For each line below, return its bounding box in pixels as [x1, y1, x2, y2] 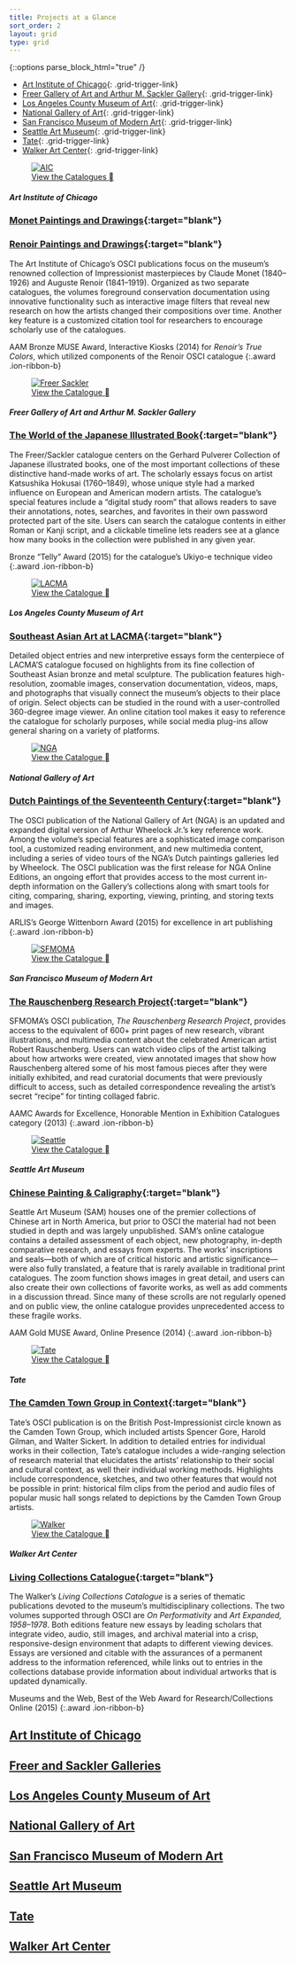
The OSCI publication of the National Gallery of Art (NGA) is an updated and [9, 814, 285, 825]
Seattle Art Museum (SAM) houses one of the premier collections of [9, 1207, 256, 1218]
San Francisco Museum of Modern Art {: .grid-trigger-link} [21, 117, 232, 128]
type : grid [9, 37, 49, 47]
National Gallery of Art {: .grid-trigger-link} [21, 107, 175, 118]
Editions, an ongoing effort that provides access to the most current [9, 871, 256, 882]
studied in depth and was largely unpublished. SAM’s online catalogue [9, 1226, 265, 1236]
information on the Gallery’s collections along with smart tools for [32, 881, 269, 891]
